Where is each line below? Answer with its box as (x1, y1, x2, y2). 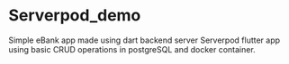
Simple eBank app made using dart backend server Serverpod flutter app (8, 35, 281, 45)
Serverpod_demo (8, 5, 141, 26)
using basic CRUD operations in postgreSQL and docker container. (8, 44, 256, 54)
